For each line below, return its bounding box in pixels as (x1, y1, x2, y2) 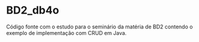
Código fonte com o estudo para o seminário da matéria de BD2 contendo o (6, 23, 193, 30)
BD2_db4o (6, 4, 60, 17)
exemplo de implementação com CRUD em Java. (6, 29, 127, 36)
